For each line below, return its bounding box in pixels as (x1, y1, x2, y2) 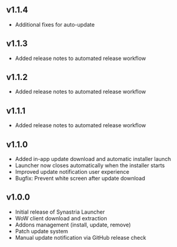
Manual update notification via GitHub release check (15, 234, 147, 241)
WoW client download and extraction (15, 214, 107, 222)
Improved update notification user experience (15, 168, 130, 176)
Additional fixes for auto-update (15, 21, 95, 28)
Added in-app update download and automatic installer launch (15, 156, 172, 163)
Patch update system (15, 227, 68, 235)
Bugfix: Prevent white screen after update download (15, 175, 145, 182)
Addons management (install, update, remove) (15, 221, 132, 228)
